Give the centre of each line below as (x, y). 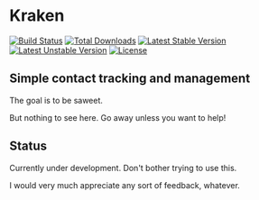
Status (28, 146)
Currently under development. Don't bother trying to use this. (123, 168)
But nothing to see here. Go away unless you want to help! (118, 117)
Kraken (37, 16)
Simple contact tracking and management (130, 79)
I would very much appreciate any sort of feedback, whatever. (125, 185)
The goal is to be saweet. (56, 100)
